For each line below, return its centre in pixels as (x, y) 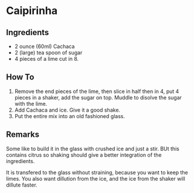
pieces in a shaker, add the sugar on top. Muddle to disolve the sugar (98, 97)
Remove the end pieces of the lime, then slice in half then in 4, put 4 (97, 91)
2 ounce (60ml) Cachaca (45, 46)
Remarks (23, 135)
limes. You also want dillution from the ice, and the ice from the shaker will (96, 178)
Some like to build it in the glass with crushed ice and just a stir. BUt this (93, 149)
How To (20, 77)
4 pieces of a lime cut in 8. (47, 59)
